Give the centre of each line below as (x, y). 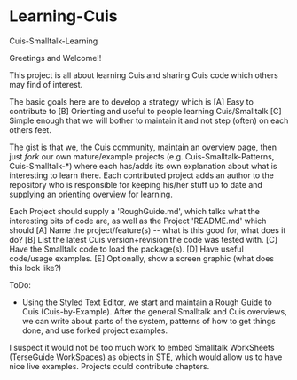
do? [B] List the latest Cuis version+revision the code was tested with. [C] (143, 239)
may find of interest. (46, 84)
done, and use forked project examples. (95, 330)
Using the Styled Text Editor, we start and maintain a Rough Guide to (147, 302)
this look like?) (35, 268)
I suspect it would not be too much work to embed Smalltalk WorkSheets (142, 347)
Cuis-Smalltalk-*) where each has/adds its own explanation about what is (143, 166)
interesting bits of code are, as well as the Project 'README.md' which (138, 221)
